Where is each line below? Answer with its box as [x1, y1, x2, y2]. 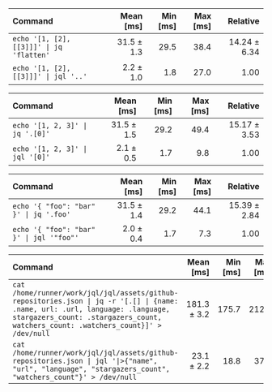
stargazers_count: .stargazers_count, [12, 312, 162, 321]
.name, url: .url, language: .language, [12, 304, 170, 313]
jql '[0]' [12, 153, 50, 162]
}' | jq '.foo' [12, 210, 71, 218]
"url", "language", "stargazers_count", [12, 364, 170, 373]
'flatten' [12, 50, 50, 59]
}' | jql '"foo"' [12, 233, 79, 242]
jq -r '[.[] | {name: [95, 296, 179, 305]
